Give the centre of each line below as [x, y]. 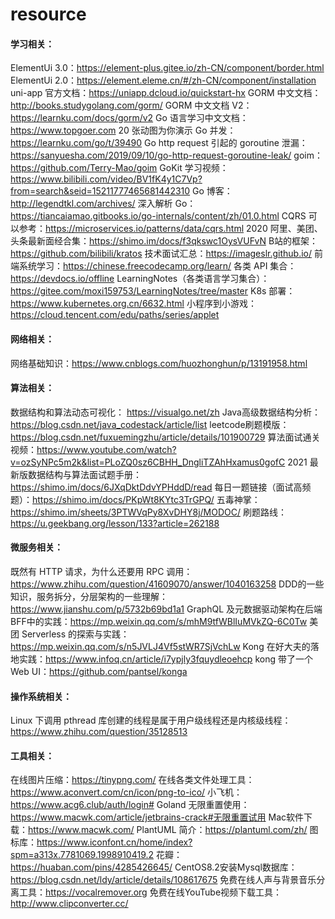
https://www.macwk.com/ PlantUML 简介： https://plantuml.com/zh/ [168, 830]
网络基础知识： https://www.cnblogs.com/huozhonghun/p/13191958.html [159, 363]
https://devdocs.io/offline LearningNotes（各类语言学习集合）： [140, 279]
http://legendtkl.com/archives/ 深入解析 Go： [103, 204]
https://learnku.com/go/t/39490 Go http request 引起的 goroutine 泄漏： [159, 143]
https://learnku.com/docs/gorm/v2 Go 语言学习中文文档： [129, 118]
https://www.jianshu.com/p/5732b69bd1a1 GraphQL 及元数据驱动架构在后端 [166, 609]
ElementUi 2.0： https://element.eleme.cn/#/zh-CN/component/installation [163, 80]
